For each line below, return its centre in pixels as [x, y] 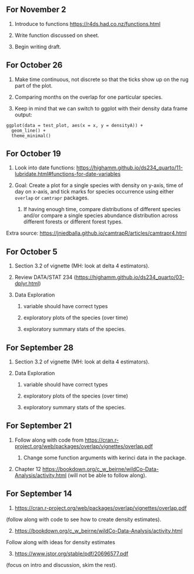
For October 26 [34, 65]
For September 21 [39, 426]
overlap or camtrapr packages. [52, 198]
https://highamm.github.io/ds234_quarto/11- [130, 168]
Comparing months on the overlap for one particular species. [88, 97]
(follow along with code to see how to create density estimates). [84, 519]
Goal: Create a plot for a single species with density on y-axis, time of [99, 185]
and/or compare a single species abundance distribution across [101, 216]
